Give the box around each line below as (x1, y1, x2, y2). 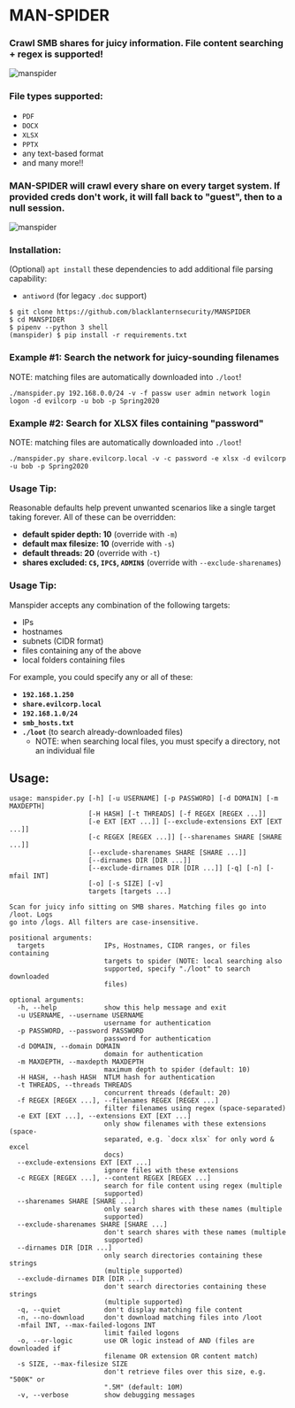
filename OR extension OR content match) (103, 1352, 259, 1361)
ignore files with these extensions (103, 1166, 239, 1175)
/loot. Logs (9, 910, 53, 919)
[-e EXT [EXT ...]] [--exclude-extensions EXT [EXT (87, 817, 283, 826)
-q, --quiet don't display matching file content (17, 1305, 243, 1315)
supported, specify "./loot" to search (103, 964, 251, 974)
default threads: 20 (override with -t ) (21, 548, 161, 559)
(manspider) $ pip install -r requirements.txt (9, 331, 188, 340)
